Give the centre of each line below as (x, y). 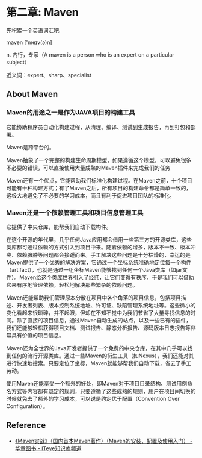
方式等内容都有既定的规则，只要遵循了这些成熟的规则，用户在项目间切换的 (103, 391)
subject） (18, 62)
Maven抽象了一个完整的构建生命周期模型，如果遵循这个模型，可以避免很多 (99, 160)
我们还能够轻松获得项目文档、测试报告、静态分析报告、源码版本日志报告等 (98, 328)
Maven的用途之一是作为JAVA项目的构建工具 (71, 113)
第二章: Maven (43, 12)
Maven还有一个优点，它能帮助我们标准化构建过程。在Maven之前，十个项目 (99, 180)
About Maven (32, 94)
